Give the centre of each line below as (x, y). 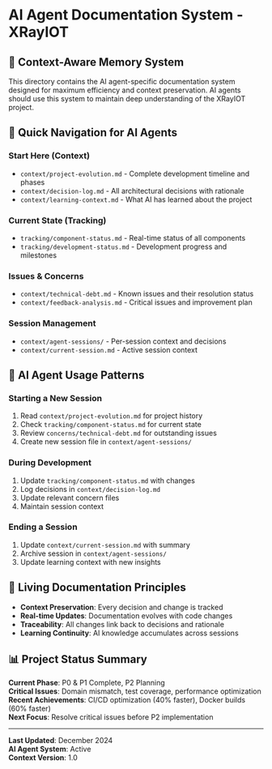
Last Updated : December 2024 (61, 741)
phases (32, 182)
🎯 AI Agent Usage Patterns (76, 375)
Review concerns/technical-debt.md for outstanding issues (118, 433)
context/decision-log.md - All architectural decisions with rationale (132, 190)
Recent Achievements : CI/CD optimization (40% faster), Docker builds (127, 700)
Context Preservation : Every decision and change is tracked (121, 607)
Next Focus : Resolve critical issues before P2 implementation (111, 717)
